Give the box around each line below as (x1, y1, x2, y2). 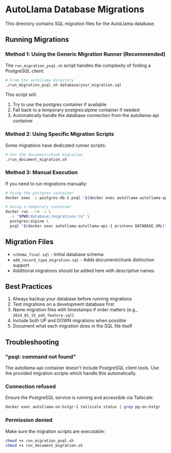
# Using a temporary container (5, 205, 72, 210)
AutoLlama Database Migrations (5, 4, 145, 15)
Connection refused (5, 383, 56, 390)
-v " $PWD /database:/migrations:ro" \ (10, 214, 90, 219)
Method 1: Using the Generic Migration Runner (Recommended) (5, 51, 166, 58)
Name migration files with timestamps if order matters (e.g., (12, 307, 138, 313)
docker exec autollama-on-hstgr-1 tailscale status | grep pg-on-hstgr (5, 404, 160, 410)
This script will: (5, 92, 37, 98)
